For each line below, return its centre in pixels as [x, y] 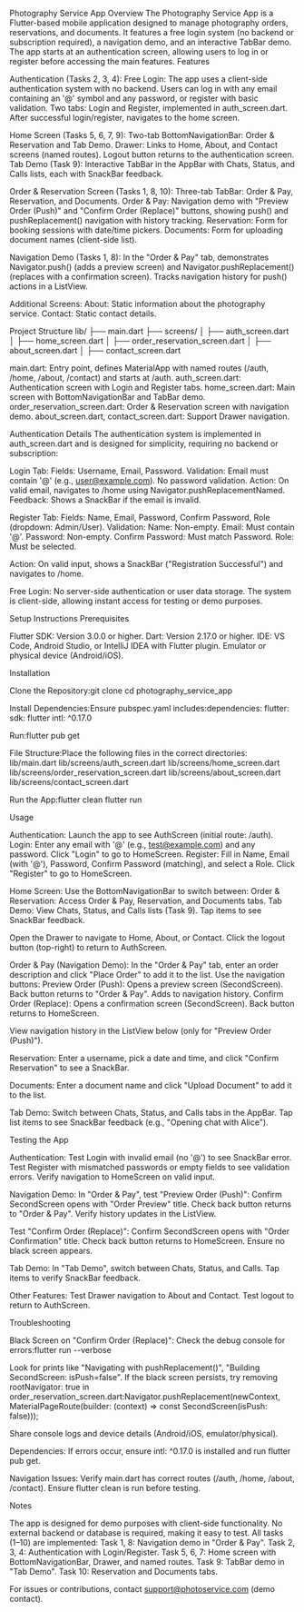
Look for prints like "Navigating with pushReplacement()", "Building [135, 1368]
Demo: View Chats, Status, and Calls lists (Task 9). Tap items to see [136, 910]
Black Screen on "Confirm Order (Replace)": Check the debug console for [147, 1340]
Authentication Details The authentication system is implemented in [135, 434]
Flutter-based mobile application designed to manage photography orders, [149, 23]
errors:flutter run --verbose [60, 1350]
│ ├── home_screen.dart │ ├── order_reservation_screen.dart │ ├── [140, 341]
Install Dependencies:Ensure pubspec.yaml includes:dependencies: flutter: [149, 708]
